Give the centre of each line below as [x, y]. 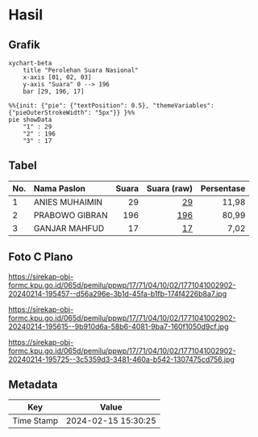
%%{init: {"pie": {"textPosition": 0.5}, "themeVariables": [112, 106]
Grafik [24, 45]
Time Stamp [35, 421]
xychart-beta [30, 63]
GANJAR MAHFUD [69, 228]
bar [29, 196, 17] [54, 91]
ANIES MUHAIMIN [68, 202]
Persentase [223, 188]
